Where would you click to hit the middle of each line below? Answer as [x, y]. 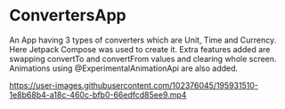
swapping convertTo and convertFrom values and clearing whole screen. [143, 58]
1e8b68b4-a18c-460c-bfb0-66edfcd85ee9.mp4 [98, 95]
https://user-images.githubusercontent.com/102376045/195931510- [134, 85]
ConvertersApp [68, 16]
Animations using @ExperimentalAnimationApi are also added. [124, 68]
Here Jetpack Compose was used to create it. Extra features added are [140, 49]
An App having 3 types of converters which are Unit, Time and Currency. [143, 40]
